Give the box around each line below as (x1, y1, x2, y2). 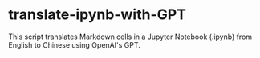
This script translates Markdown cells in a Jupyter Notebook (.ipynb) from (8, 32, 253, 41)
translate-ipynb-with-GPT (8, 6, 187, 24)
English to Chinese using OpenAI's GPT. (8, 40, 140, 49)
